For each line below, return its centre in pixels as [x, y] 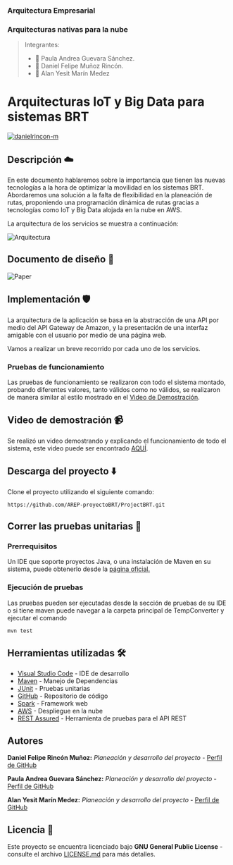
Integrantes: [42, 45]
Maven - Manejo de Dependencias [68, 681]
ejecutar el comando [37, 618]
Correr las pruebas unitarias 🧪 [75, 526]
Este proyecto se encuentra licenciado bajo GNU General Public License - [115, 846]
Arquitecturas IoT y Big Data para [106, 102]
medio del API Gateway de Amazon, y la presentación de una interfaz [108, 327]
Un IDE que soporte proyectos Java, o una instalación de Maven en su [109, 562]
